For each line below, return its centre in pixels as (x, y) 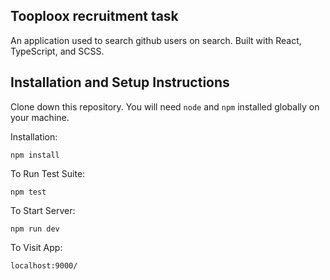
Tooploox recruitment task (94, 16)
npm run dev (35, 229)
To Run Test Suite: (48, 173)
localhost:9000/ (44, 265)
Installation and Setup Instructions (120, 82)
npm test (28, 192)
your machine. (40, 117)
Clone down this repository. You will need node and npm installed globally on (165, 106)
